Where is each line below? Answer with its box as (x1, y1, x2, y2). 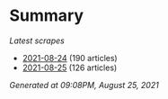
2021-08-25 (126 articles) (22, 62, 118, 73)
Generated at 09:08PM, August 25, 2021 (9, 79, 159, 90)
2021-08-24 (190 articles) (22, 52, 119, 63)
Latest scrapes (9, 35, 65, 46)
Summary (9, 5, 84, 26)
